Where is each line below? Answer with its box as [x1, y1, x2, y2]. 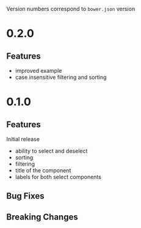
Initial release [6, 136, 40, 142]
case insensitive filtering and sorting [15, 73, 107, 81]
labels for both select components [15, 174, 102, 180]
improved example [15, 67, 62, 74]
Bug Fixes [6, 191, 45, 201]
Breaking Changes [6, 211, 78, 222]
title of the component [15, 167, 71, 174]
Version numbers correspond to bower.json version [6, 6, 136, 12]
